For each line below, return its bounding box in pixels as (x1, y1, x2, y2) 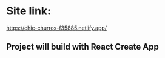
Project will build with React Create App (6, 42, 159, 52)
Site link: (6, 4, 52, 18)
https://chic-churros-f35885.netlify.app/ (6, 24, 107, 31)
